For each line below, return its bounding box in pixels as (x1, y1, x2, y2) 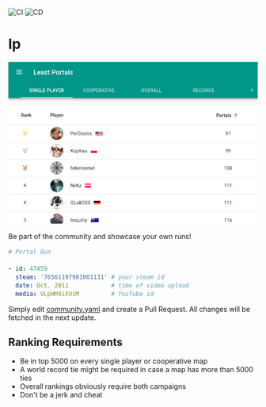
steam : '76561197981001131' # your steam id (15, 273, 165, 281)
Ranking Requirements (8, 335, 123, 348)
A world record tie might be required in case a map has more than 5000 (19, 365, 253, 375)
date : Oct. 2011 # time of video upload (15, 281, 190, 289)
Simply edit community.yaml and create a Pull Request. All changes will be (8, 304, 251, 314)
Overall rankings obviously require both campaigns (19, 382, 186, 391)
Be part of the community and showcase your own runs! (8, 232, 192, 242)
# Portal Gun (8, 248, 51, 257)
